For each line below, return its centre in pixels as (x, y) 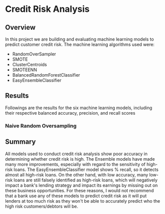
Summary (21, 142)
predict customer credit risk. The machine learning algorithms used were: (80, 44)
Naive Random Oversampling (41, 126)
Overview (21, 27)
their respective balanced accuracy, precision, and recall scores (70, 113)
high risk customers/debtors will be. (41, 206)
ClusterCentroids (29, 64)
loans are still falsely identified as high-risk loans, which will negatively (86, 180)
